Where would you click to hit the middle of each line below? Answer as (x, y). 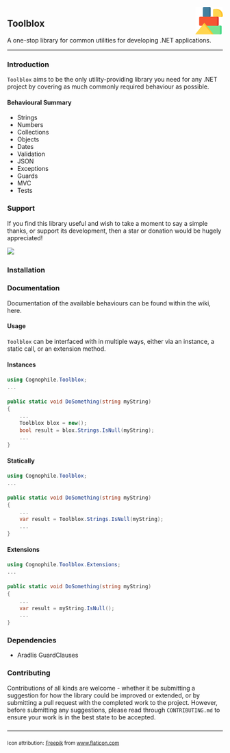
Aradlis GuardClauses (48, 655)
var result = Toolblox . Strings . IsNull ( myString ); (92, 520)
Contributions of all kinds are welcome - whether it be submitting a (101, 688)
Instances (22, 364)
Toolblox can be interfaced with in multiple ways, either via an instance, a (111, 342)
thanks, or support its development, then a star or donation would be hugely (114, 231)
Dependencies (32, 640)
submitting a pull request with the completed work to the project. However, (112, 702)
